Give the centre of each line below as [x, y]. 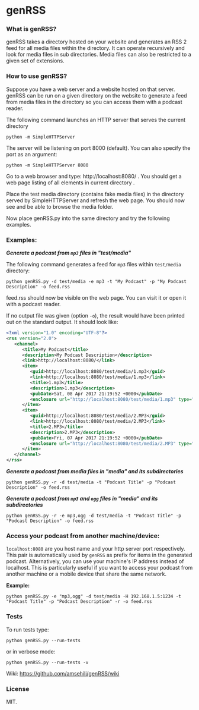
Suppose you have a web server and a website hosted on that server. [91, 89]
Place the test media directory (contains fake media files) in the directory [95, 194]
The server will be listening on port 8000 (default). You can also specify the [98, 148]
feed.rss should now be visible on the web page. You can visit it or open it [96, 298]
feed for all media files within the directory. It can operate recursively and [95, 48]
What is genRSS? [31, 29]
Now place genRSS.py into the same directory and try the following [88, 218]
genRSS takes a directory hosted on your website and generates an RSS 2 [97, 42]
